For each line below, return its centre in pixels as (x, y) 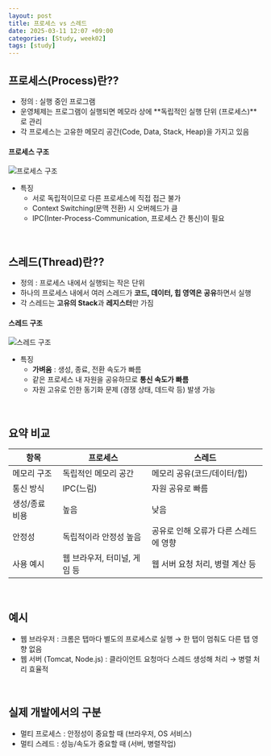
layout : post (30, 16)
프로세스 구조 (29, 152)
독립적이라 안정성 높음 (102, 537)
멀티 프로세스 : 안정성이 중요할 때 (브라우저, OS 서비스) (106, 733)
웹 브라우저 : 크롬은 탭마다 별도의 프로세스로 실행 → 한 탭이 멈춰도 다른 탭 (135, 638)
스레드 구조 (25, 322)
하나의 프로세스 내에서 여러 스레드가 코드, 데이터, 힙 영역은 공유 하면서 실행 (135, 293)
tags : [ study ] (32, 46)
